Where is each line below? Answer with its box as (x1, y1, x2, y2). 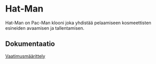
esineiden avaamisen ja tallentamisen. (5, 25, 85, 31)
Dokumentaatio (5, 40, 55, 48)
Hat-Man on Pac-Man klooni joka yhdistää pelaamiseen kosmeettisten (5, 20, 151, 26)
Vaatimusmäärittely (5, 53, 46, 59)
